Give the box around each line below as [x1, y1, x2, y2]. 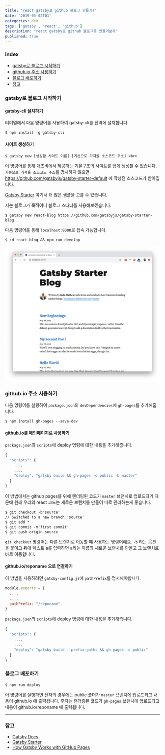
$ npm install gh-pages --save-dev [5, 419, 78, 424]
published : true [5, 34, 38, 39]
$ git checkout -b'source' [5, 510, 60, 515]
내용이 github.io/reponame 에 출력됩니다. [5, 704, 86, 710]
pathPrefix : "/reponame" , [9, 601, 63, 606]
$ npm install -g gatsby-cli [5, 130, 65, 135]
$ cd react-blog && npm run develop [5, 237, 80, 242]
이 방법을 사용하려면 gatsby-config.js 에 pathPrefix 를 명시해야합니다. [5, 575, 141, 581]
